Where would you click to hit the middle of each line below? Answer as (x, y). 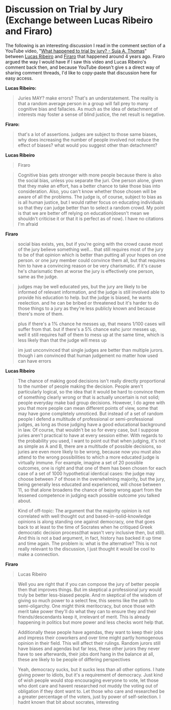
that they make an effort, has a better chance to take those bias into (89, 186)
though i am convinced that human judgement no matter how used (88, 356)
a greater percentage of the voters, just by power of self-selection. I (89, 697)
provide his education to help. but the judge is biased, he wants (84, 297)
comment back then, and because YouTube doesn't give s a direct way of (83, 67)
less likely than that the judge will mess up (62, 340)
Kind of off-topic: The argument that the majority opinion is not (84, 510)
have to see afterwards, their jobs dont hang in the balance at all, (86, 654)
